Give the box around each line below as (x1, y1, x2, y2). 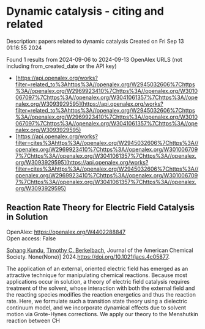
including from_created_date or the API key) (6, 62, 117, 70)
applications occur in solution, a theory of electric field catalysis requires (6, 278, 190, 285)
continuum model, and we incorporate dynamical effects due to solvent (6, 304, 187, 311)
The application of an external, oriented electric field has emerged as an (6, 265, 188, 272)
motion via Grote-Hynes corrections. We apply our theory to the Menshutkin (6, 310, 199, 317)
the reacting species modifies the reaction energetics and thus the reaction (6, 290, 196, 298)
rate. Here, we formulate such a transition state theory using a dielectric (6, 297, 188, 305)
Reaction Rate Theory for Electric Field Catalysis (6, 202, 195, 213)
